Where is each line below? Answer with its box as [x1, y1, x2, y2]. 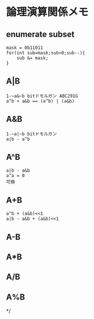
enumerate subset [6, 29, 75, 39]
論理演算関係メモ [6, 5, 89, 19]
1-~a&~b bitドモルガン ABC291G [6, 93, 78, 99]
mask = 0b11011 [6, 45, 43, 51]
